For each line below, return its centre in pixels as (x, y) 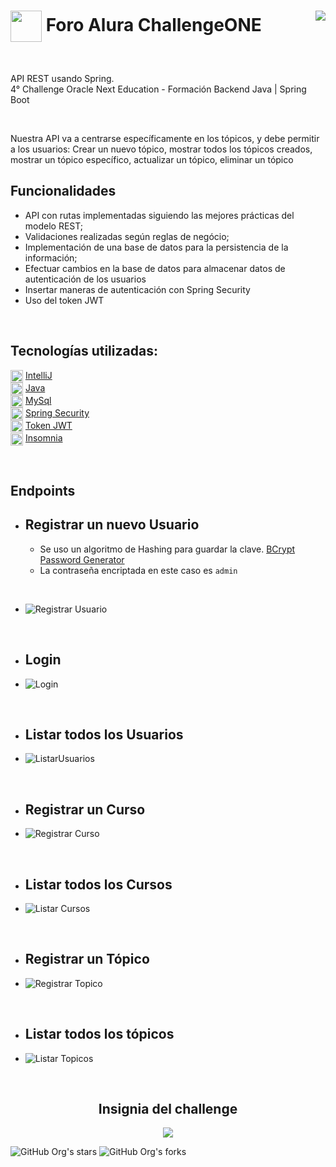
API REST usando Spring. (62, 78)
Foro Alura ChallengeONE (153, 24)
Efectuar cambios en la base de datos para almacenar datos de (155, 268)
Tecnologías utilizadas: (84, 351)
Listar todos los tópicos (99, 1034)
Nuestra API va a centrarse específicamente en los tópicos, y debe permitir (165, 138)
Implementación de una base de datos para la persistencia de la (156, 247)
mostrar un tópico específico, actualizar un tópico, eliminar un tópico (152, 159)
